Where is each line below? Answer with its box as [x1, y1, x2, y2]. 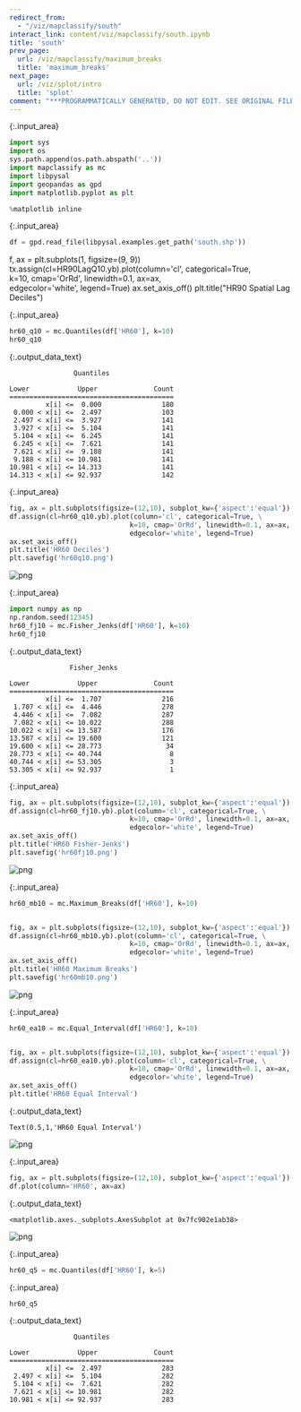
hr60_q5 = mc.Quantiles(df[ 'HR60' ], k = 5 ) [9, 1265, 167, 1275]
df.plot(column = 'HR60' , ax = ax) [9, 1182, 126, 1191]
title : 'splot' [17, 88, 74, 97]
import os [9, 147, 47, 156]
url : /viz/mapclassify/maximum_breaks [17, 55, 163, 64]
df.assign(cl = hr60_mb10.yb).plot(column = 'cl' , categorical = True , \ [9, 931, 267, 941]
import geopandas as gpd [9, 180, 102, 189]
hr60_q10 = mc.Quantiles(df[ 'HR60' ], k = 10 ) [9, 327, 175, 336]
